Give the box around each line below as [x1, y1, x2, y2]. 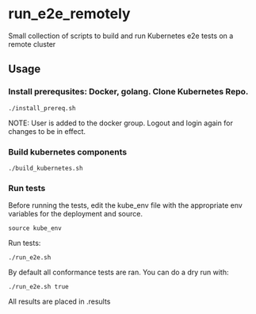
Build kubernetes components [8, 146, 128, 157]
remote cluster [8, 39, 56, 48]
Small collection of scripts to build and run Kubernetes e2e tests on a [8, 31, 234, 40]
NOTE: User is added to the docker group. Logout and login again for [8, 118, 234, 128]
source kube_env [8, 224, 62, 232]
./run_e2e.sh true [8, 283, 69, 291]
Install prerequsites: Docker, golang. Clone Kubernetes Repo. [8, 86, 249, 98]
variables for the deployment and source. [8, 209, 143, 219]
